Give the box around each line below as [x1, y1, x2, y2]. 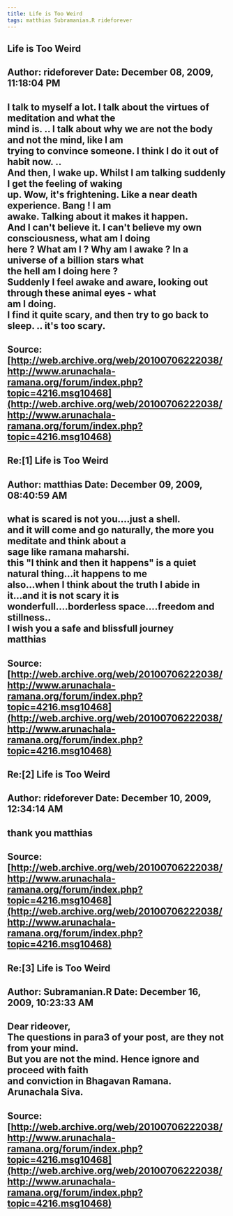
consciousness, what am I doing [7, 232, 151, 244]
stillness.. [7, 611, 51, 623]
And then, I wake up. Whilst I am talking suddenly [7, 167, 226, 178]
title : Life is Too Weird [7, 10, 82, 17]
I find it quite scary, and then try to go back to [7, 309, 209, 320]
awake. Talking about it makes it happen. [7, 211, 188, 222]
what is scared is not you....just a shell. [7, 514, 181, 525]
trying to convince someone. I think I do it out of [7, 145, 219, 157]
